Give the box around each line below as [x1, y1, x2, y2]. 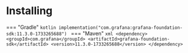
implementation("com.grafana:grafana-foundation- [58, 25, 183, 31]
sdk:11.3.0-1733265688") [6, 31, 67, 37]
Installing [6, 4, 53, 18]
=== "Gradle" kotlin [6, 24, 57, 31]
